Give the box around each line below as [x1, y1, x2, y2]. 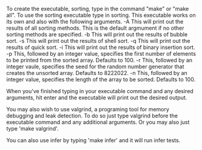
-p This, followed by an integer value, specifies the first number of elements [6, 50, 196, 57]
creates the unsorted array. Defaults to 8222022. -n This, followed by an [6, 70, 188, 76]
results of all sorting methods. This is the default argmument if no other [6, 24, 184, 31]
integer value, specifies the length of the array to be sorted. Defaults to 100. [6, 76, 196, 83]
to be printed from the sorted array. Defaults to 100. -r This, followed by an [6, 57, 193, 64]
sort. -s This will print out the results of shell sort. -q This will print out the [6, 37, 190, 44]
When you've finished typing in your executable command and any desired [6, 88, 194, 94]
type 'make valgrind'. [6, 125, 59, 132]
